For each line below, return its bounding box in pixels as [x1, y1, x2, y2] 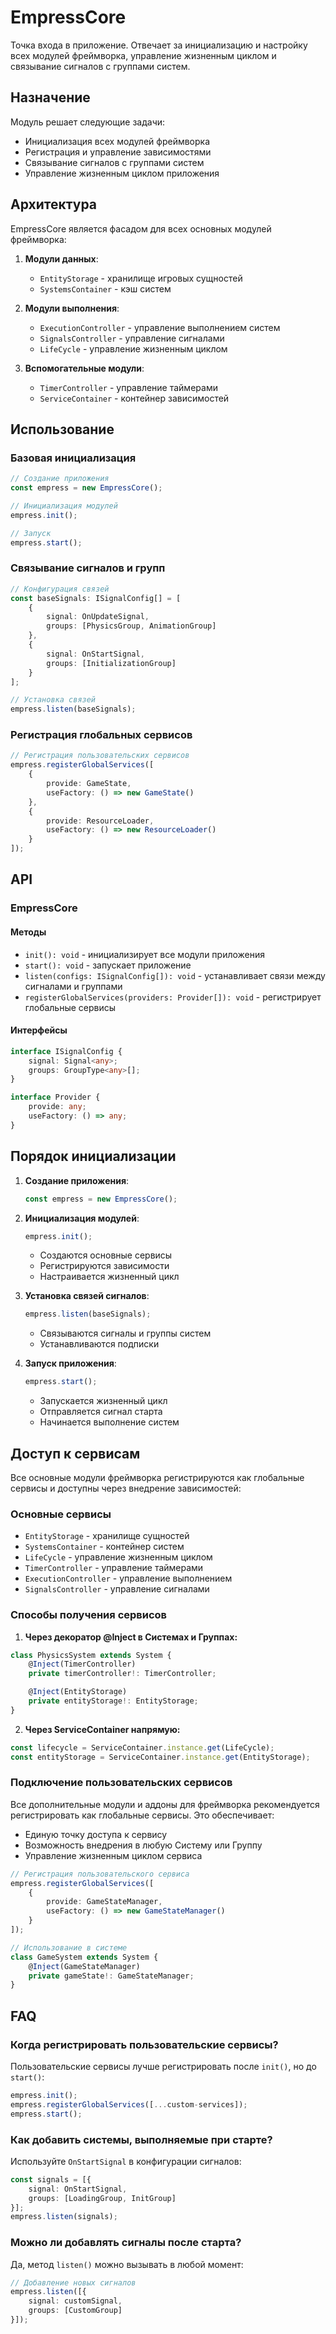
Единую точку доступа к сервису [24, 1828, 168, 1840]
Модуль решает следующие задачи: [10, 116, 166, 128]
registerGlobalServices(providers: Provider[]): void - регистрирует [24, 991, 322, 1003]
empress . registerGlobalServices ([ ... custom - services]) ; [10, 2099, 248, 2110]
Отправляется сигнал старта [39, 1406, 163, 1418]
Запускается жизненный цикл [39, 1395, 168, 1407]
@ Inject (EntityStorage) [28, 1687, 128, 1697]
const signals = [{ [10, 2174, 92, 2185]
